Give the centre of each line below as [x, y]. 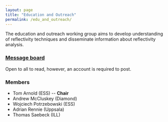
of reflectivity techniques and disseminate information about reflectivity [80, 39]
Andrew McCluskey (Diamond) [45, 98]
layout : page [19, 10]
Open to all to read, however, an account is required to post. [68, 69]
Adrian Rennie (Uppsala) [39, 109]
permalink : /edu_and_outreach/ [39, 19]
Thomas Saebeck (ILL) [37, 114]
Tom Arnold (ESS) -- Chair [41, 93]
